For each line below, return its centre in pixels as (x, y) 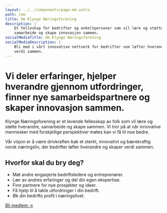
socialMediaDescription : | (33, 42)
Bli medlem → (19, 206)
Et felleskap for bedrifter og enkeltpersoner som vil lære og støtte (89, 28)
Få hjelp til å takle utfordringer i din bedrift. (56, 191)
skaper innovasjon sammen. (65, 108)
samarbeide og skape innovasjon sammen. (56, 33)
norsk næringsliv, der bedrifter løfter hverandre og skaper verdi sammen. (80, 147)
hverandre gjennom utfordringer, (74, 86)
